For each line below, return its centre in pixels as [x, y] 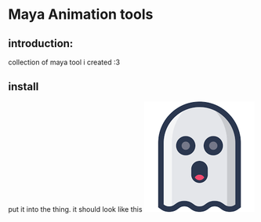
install [24, 87]
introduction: [41, 44]
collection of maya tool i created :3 [64, 62]
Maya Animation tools [81, 15]
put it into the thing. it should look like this [75, 209]
